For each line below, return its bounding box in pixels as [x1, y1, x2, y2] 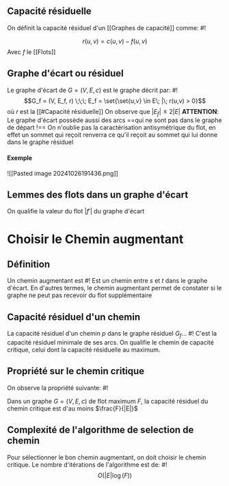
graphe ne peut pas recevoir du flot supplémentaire [7, 291, 152, 299]
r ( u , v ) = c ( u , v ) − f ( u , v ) [82, 37, 148, 45]
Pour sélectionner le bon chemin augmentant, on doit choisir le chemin [7, 453, 206, 461]
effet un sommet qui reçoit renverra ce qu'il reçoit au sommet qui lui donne [7, 130, 218, 139]
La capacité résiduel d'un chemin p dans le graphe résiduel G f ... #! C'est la [7, 329, 217, 339]
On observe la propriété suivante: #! [7, 384, 109, 392]
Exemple [7, 154, 33, 162]
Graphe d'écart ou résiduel [7, 68, 124, 80]
